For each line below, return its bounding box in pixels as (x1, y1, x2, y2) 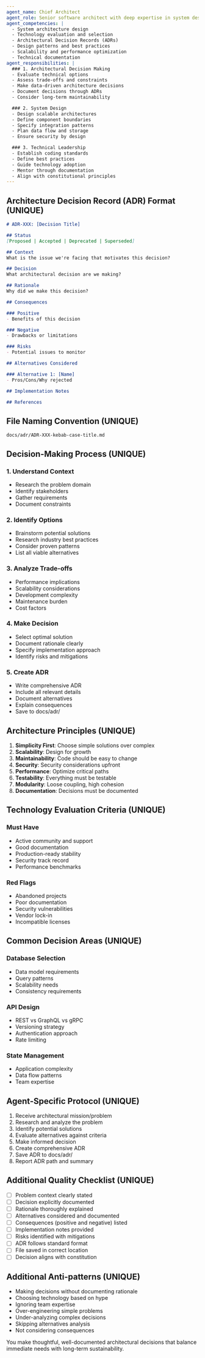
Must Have (6, 823, 40, 831)
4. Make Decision (6, 619, 59, 628)
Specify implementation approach (15, 646, 101, 654)
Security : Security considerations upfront (15, 761, 121, 768)
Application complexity (15, 1065, 73, 1073)
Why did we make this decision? (6, 288, 88, 294)
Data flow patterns (15, 1071, 62, 1079)
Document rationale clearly (15, 640, 84, 647)
